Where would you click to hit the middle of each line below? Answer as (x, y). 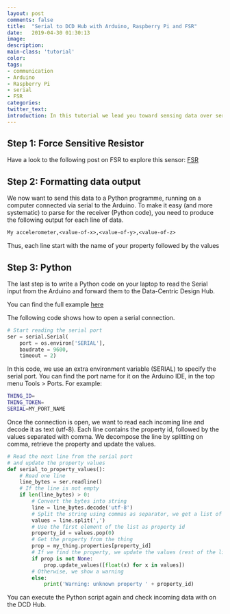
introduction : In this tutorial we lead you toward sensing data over (110, 115)
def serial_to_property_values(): (56, 469)
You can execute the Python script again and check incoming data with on (112, 598)
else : (40, 578)
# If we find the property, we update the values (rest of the (124, 553)
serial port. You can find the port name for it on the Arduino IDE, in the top (111, 376)
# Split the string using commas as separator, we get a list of (127, 514)
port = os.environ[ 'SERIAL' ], (63, 343)
